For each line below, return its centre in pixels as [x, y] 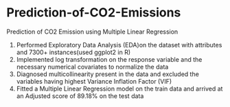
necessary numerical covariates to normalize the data [92, 67]
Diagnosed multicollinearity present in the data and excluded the [108, 74]
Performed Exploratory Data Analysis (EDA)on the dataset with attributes [119, 45]
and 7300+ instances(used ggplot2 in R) [73, 52]
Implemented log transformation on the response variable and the [109, 59]
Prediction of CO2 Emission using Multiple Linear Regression [92, 32]
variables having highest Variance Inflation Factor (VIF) [94, 81]
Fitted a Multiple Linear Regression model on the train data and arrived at [119, 88]
